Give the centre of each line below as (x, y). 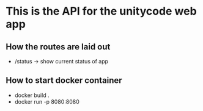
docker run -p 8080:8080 (47, 101)
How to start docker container (64, 81)
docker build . (32, 95)
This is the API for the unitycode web (101, 11)
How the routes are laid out (58, 47)
